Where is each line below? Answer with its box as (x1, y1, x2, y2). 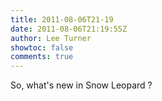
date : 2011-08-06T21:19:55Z (10, 24, 128, 34)
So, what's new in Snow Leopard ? (10, 79, 153, 91)
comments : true (10, 52, 74, 62)
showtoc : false (10, 42, 74, 53)
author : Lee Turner (10, 33, 92, 43)
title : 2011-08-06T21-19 (10, 14, 114, 25)
